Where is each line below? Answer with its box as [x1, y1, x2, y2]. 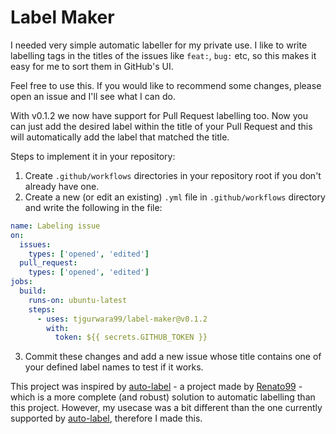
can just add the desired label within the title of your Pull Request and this [10, 120, 313, 132]
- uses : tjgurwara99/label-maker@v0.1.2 [36, 314, 208, 324]
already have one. [24, 180, 100, 192]
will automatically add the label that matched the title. [10, 131, 230, 143]
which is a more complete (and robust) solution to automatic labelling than [10, 391, 316, 403]
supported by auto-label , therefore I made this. [10, 412, 203, 425]
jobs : [10, 277, 33, 287]
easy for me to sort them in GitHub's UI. [10, 60, 174, 72]
